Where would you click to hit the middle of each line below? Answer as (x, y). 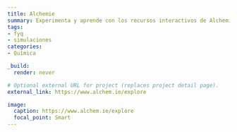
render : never (34, 72)
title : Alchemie (31, 14)
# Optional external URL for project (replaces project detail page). (113, 85)
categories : (25, 47)
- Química (22, 54)
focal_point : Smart (42, 118)
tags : (15, 27)
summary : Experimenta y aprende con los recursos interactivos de (107, 20)
